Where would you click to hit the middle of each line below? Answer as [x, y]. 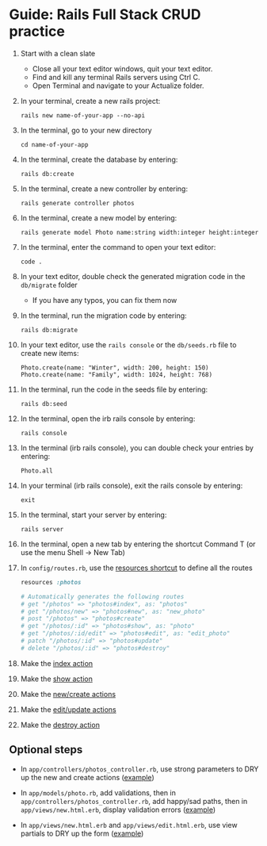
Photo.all [37, 471]
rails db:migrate [49, 330]
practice [37, 31]
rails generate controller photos [77, 203]
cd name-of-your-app [54, 144]
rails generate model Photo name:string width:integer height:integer [139, 232]
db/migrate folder [49, 285]
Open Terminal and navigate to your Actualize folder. [118, 86]
